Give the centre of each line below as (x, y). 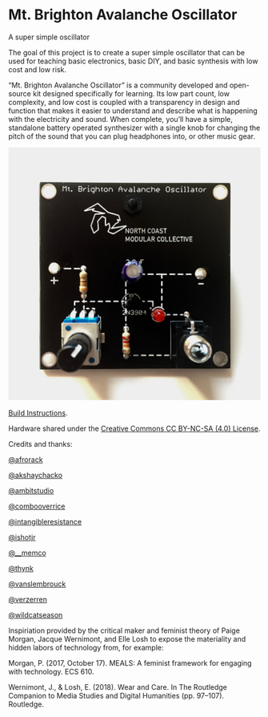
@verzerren (28, 599)
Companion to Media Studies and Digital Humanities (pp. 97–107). (116, 695)
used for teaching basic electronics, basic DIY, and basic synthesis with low (133, 61)
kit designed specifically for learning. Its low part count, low (132, 93)
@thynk (21, 568)
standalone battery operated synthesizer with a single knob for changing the (134, 128)
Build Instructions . (38, 413)
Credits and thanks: (40, 444)
